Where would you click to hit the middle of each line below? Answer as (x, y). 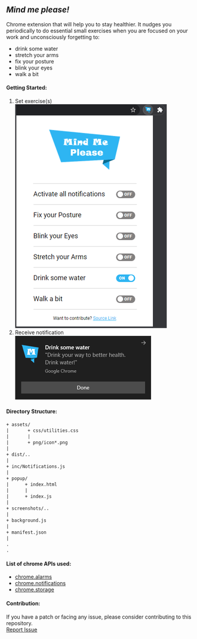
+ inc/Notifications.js (36, 467)
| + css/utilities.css (42, 431)
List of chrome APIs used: (39, 564)
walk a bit (27, 74)
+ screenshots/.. (28, 508)
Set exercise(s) (33, 101)
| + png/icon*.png (37, 443)
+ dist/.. (19, 455)
